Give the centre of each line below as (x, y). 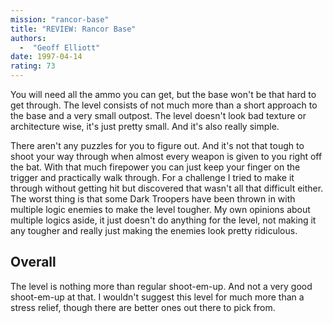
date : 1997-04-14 (46, 57)
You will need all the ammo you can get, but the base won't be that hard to (163, 94)
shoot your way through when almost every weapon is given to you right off (166, 156)
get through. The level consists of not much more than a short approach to (164, 105)
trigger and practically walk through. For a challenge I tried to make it (152, 177)
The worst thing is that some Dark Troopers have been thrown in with (153, 199)
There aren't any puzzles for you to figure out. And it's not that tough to (157, 145)
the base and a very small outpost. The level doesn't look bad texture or (158, 115)
